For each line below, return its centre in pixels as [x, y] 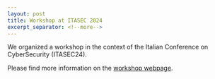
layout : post [27, 14]
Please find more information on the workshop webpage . [90, 68]
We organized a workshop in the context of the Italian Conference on [108, 47]
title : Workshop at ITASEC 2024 [55, 20]
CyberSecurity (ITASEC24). [47, 54]
